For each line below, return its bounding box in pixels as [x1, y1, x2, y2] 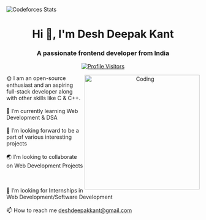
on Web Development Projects [6, 162, 83, 169]
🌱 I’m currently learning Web [6, 108, 78, 115]
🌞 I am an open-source [6, 75, 66, 82]
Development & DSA [6, 114, 58, 122]
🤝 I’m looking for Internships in [6, 187, 83, 194]
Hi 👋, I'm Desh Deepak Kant [32, 28, 174, 41]
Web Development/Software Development [6, 193, 113, 201]
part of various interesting [6, 133, 72, 141]
